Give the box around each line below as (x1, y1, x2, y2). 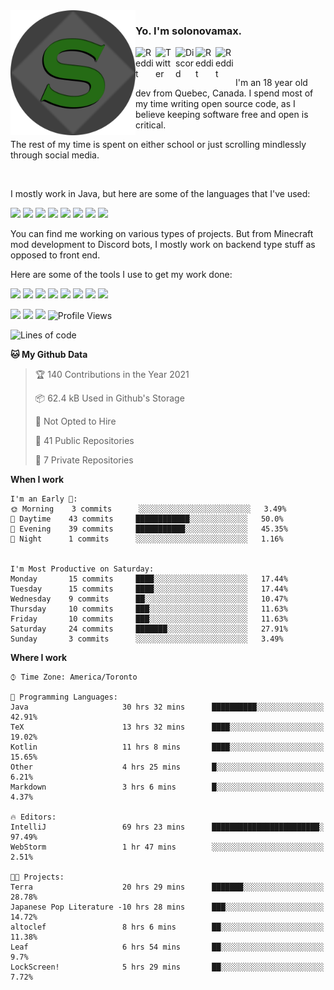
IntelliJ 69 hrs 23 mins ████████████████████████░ (10, 822, 325, 833)
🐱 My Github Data (10, 349, 88, 361)
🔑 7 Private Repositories (34, 454, 134, 466)
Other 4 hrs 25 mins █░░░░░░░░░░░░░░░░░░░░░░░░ (10, 762, 325, 773)
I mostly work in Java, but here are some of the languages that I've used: (10, 188, 311, 200)
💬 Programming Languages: (10, 692, 118, 703)
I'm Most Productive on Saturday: (10, 564, 155, 574)
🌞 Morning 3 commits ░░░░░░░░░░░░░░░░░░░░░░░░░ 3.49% (10, 504, 287, 514)
